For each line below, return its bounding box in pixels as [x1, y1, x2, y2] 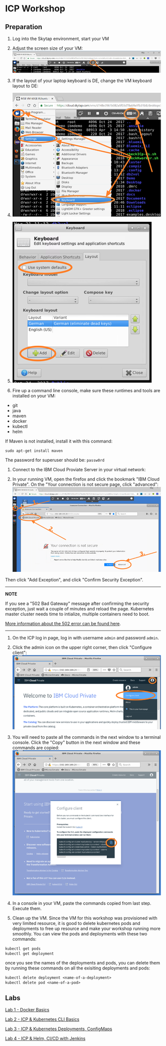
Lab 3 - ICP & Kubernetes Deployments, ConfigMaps [5, 1026, 113, 1032]
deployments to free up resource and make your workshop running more [12, 925, 161, 931]
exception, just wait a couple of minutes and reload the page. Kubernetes [5, 606, 154, 612]
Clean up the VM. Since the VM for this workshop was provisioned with [12, 915, 158, 921]
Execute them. [12, 906, 42, 912]
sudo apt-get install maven [5, 448, 63, 453]
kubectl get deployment [5, 951, 54, 956]
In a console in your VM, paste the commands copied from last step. [12, 900, 152, 906]
